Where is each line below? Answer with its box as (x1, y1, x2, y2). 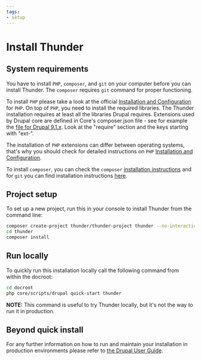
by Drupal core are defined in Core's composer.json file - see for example (6, 117, 188, 124)
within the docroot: (6, 273, 53, 280)
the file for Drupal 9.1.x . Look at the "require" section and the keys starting (6, 123, 188, 131)
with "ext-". (6, 129, 34, 137)
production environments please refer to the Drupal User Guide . (6, 347, 163, 354)
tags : (6, 8, 20, 15)
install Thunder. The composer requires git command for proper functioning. (6, 86, 193, 93)
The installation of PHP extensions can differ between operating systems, (6, 141, 185, 149)
